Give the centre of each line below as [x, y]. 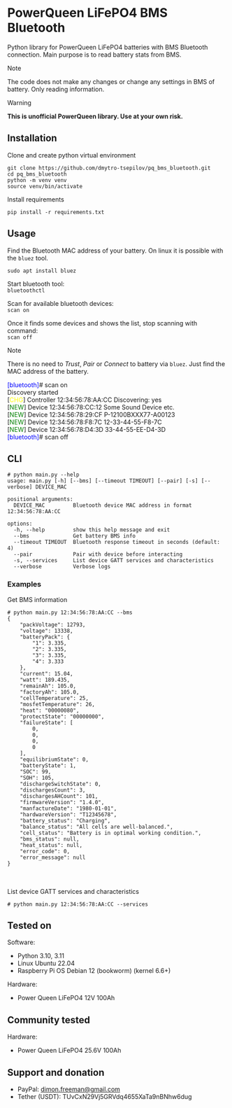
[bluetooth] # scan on [37, 385]
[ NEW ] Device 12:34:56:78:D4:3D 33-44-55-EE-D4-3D [87, 429]
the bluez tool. [28, 258]
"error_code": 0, [45, 851]
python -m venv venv [37, 180]
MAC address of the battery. [48, 371]
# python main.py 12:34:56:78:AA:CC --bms [70, 612]
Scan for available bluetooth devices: [60, 303]
